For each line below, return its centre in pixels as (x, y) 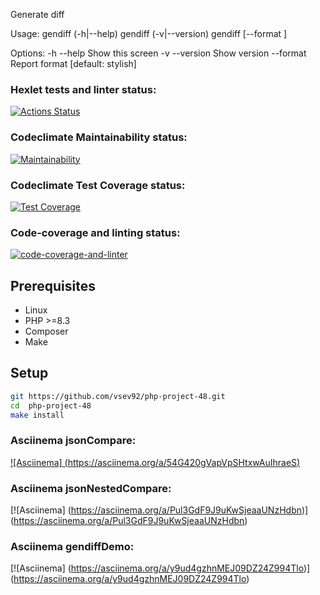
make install (37, 415)
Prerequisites (53, 285)
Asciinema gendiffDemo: (72, 546)
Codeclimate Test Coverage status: (98, 185)
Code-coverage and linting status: (95, 232)
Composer (46, 331)
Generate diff (37, 14)
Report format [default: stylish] (73, 63)
